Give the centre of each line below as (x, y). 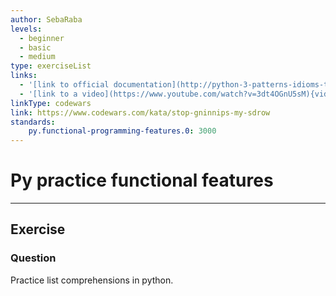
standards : (33, 122)
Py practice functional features (142, 180)
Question (33, 258)
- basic (35, 47)
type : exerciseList (51, 66)
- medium (37, 57)
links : (24, 76)
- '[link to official (64, 85)
